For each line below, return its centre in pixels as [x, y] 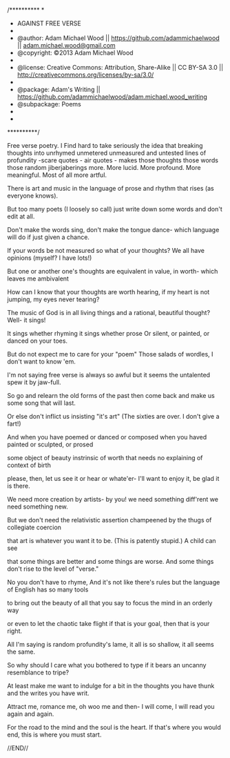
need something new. [38, 506]
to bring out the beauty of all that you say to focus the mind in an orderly [110, 603]
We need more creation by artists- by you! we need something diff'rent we [113, 499]
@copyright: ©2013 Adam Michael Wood [75, 53]
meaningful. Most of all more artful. [57, 175]
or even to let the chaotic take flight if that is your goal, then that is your [108, 624]
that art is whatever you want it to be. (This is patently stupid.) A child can [112, 541]
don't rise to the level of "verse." [53, 569]
